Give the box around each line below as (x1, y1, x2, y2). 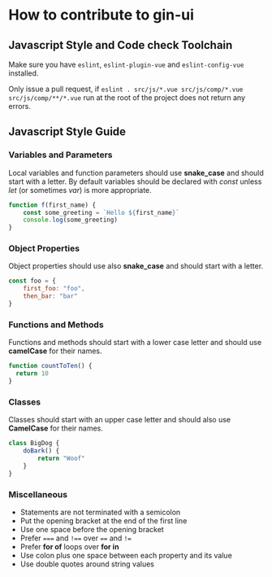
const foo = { (8, 277, 57, 286)
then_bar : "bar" (23, 292, 79, 300)
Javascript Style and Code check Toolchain (8, 38, 233, 52)
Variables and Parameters (8, 149, 113, 160)
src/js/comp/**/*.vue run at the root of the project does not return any (8, 93, 246, 103)
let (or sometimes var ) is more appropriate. (8, 185, 152, 195)
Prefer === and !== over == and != (19, 533, 132, 543)
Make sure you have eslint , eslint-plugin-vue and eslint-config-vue (8, 59, 244, 69)
